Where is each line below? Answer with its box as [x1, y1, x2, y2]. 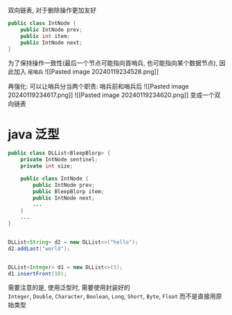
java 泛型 [8, 127, 60, 142]
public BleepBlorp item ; [33, 188, 105, 195]
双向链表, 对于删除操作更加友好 [8, 6, 96, 14]
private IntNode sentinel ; [20, 156, 98, 163]
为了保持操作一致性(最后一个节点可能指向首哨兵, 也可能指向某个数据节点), [8, 59, 218, 67]
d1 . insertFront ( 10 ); [8, 270, 68, 277]
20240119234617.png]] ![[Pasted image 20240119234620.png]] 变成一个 [8, 91, 215, 99]
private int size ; [20, 163, 73, 170]
